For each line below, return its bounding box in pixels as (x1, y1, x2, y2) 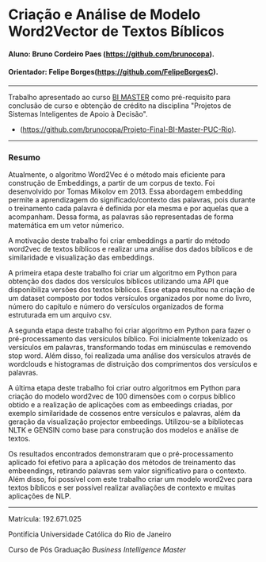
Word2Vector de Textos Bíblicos (8, 22, 225, 40)
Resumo (8, 152, 41, 163)
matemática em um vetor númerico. (8, 221, 124, 230)
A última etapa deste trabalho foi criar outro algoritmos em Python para (8, 383, 241, 393)
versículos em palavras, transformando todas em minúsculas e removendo (8, 343, 252, 352)
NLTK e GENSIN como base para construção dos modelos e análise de (8, 425, 239, 435)
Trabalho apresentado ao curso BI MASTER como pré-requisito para (8, 92, 231, 102)
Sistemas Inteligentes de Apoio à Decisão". (8, 109, 148, 118)
